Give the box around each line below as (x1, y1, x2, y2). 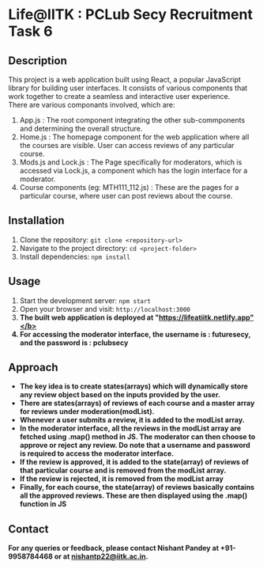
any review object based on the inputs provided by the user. (19, 390, 221, 400)
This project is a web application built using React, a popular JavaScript (8, 75, 241, 84)
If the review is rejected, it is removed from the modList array (19, 474, 224, 484)
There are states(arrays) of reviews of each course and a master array (19, 398, 255, 408)
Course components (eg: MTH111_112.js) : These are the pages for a (19, 183, 239, 192)
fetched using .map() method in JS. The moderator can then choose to (19, 432, 256, 442)
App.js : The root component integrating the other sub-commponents (19, 116, 246, 124)
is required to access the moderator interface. (19, 449, 175, 458)
